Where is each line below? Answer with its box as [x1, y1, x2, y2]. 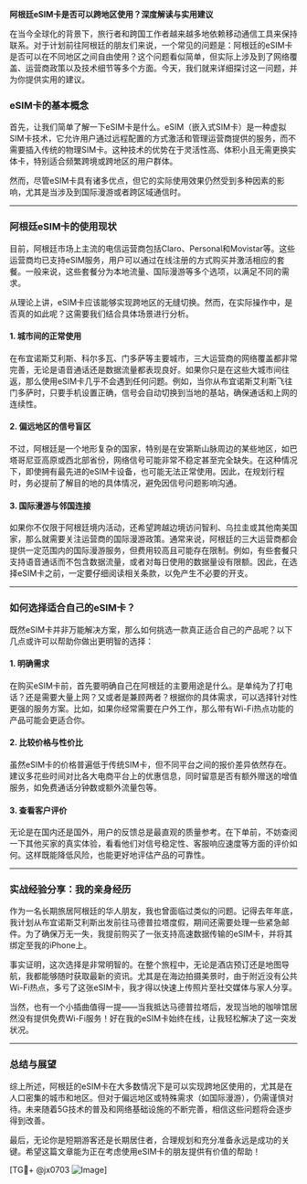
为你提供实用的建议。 [9, 74, 90, 85]
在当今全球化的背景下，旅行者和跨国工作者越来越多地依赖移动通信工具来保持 [9, 28, 298, 39]
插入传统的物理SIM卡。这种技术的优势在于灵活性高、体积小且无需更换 [25, 144, 289, 155]
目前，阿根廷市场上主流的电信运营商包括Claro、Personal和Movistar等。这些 [9, 242, 295, 254]
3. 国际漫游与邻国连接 [9, 500, 91, 511]
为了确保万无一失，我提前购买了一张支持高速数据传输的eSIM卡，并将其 [25, 928, 293, 940]
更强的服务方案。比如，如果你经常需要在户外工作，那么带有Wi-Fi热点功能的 [9, 703, 294, 714]
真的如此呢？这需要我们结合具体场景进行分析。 [16, 308, 194, 319]
